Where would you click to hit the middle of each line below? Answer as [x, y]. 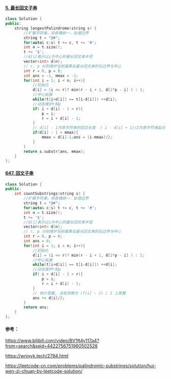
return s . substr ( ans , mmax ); [54, 151]
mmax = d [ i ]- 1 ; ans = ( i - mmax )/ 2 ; [77, 138]
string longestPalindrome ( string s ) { [55, 28]
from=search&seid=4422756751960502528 [51, 346]
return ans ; [36, 307]
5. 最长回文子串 [21, 8]
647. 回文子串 [20, 173]
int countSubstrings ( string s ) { [50, 194]
